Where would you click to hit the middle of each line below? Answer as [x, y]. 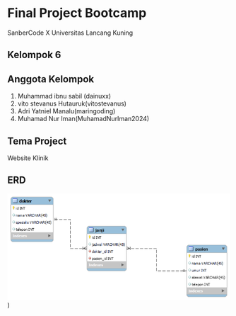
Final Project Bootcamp [77, 13]
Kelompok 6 [34, 55]
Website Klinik [28, 158]
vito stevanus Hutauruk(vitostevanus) [72, 103]
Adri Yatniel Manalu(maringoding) [66, 111]
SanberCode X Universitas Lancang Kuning [70, 33]
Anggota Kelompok [51, 79]
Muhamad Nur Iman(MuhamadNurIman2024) [83, 119]
